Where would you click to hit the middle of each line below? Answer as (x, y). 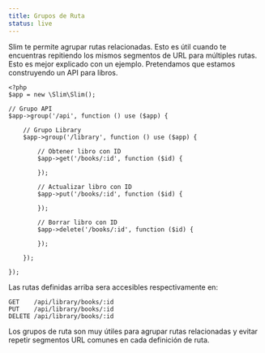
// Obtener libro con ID (79, 151)
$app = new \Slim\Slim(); (52, 94)
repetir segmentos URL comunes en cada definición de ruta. (109, 340)
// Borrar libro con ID (77, 222)
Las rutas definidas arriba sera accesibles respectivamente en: (113, 287)
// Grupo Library (52, 130)
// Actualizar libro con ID (85, 187)
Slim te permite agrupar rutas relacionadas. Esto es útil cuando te (118, 46)
